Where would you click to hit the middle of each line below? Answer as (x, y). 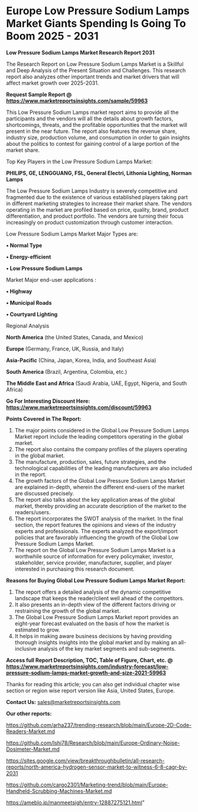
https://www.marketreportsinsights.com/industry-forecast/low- (87, 666)
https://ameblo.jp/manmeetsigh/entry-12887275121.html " (75, 803)
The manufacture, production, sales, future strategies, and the (90, 461)
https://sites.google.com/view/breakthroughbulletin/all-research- (85, 760)
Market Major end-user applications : (51, 279)
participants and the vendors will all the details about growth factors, (90, 118)
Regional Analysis (28, 326)
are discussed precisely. (44, 493)
